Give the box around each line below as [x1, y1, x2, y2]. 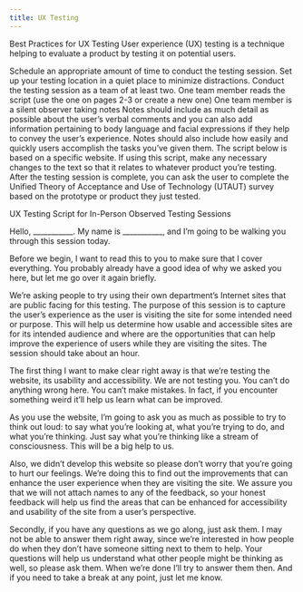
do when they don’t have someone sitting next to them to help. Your [9, 543, 263, 554]
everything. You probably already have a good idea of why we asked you [9, 262, 282, 273]
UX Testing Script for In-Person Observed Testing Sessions [9, 208, 231, 218]
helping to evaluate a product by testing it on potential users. [9, 47, 237, 59]
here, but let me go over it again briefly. [9, 272, 157, 283]
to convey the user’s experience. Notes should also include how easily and [9, 132, 288, 143]
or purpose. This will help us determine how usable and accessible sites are [9, 318, 293, 329]
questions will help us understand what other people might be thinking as [9, 552, 284, 563]
